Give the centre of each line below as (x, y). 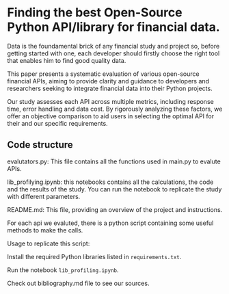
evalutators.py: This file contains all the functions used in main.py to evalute (114, 161)
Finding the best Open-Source (95, 13)
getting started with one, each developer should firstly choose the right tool (113, 53)
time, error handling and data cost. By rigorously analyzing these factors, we (115, 109)
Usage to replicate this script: (49, 243)
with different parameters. (44, 196)
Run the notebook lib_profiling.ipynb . (63, 270)
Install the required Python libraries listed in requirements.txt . (94, 256)
